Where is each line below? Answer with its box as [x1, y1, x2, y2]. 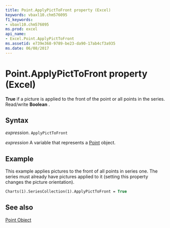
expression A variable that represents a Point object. [5, 140, 116, 146]
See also [5, 203, 33, 212]
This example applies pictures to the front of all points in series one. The [5, 168, 158, 175]
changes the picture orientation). [5, 179, 75, 185]
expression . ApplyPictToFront [5, 129, 68, 136]
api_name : [5, 31, 27, 36]
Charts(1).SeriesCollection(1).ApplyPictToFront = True [5, 189, 127, 194]
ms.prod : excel [5, 27, 38, 32]
